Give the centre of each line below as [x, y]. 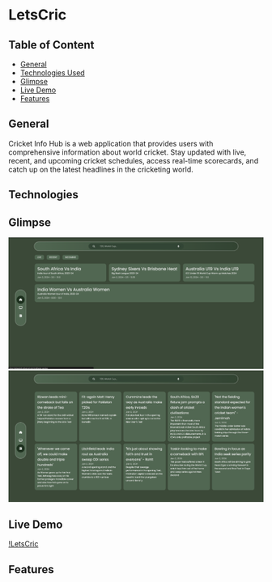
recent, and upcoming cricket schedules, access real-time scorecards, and [134, 160]
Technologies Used [52, 73]
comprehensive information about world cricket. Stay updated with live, [127, 152]
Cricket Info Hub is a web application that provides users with [111, 143]
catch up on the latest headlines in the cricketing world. [101, 169]
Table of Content [51, 45]
